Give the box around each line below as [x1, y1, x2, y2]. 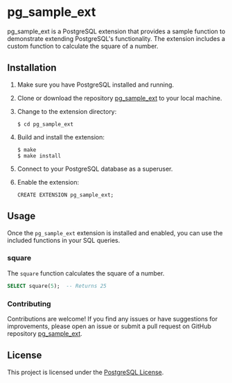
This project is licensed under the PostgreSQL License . [7, 368, 164, 376]
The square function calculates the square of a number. [7, 269, 165, 278]
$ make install [17, 152, 62, 160]
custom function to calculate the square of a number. [7, 42, 159, 50]
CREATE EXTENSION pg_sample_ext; [17, 191, 114, 198]
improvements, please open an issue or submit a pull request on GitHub [7, 322, 211, 330]
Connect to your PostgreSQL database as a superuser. [17, 164, 173, 173]
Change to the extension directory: [17, 107, 117, 115]
